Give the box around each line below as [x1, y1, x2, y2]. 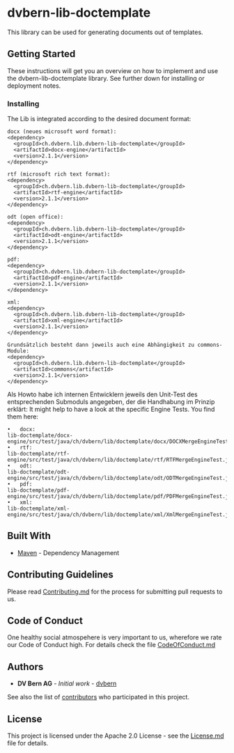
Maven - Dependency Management [17, 548, 120, 557]
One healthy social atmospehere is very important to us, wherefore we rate [7, 633, 222, 642]
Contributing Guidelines [7, 569, 114, 581]
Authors [7, 660, 44, 673]
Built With [7, 530, 51, 542]
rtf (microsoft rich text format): [7, 171, 111, 178]
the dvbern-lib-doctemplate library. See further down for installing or [7, 74, 205, 82]
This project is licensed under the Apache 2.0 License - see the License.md [7, 731, 224, 740]
